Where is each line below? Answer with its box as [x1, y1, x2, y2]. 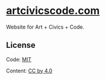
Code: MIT [6, 55, 32, 62]
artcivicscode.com [6, 4, 100, 18]
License [6, 40, 36, 50]
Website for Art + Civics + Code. [6, 23, 85, 30]
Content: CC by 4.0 [6, 67, 53, 74]
